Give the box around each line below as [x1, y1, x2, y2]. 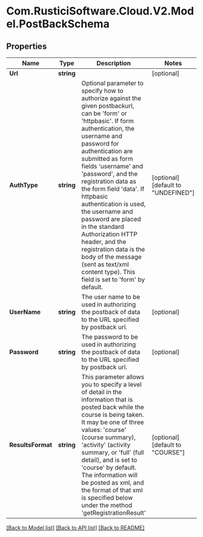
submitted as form [81, 155, 134, 162]
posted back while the [81, 403, 144, 411]
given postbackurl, [81, 101, 135, 110]
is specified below [81, 494, 133, 502]
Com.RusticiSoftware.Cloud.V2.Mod [6, 4, 195, 18]
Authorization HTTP [81, 230, 138, 238]
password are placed [81, 215, 141, 223]
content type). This [81, 268, 136, 276]
